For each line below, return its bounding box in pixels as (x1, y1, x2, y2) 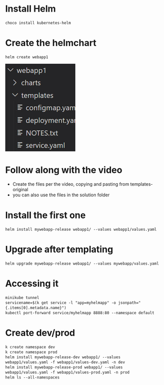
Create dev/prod (5, 327, 76, 338)
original (12, 186, 29, 192)
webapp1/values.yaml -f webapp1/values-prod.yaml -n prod (5, 370, 130, 375)
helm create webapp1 (5, 54, 49, 60)
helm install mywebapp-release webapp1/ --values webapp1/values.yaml (5, 227, 157, 232)
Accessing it (5, 278, 59, 289)
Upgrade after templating (5, 243, 114, 255)
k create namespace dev (5, 345, 56, 350)
